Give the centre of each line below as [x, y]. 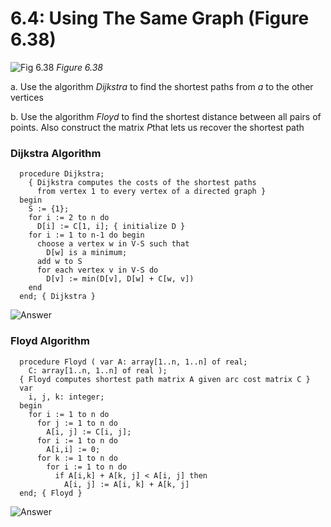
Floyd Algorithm [50, 341]
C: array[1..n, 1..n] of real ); [98, 370]
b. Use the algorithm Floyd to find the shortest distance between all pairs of [166, 116]
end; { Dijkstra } [58, 297]
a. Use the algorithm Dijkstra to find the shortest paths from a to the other [162, 86]
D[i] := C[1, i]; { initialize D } [111, 227]
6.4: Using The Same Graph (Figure [160, 18]
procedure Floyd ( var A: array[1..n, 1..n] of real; [133, 362]
